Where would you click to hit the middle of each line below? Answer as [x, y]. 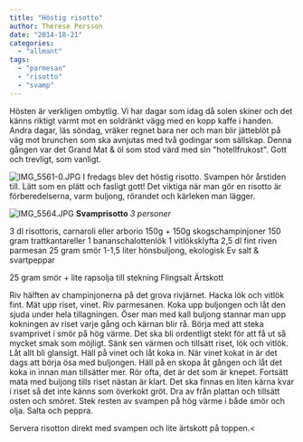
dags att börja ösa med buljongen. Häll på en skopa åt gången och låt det [146, 362]
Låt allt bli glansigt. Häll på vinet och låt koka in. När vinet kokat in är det [143, 352]
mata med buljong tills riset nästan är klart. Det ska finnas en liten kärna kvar [152, 381]
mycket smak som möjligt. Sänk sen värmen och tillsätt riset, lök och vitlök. [149, 343]
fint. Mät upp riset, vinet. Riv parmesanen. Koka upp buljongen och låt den [148, 304]
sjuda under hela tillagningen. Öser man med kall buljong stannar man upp [148, 314]
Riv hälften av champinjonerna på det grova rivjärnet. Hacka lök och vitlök [147, 294]
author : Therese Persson [56, 26]
